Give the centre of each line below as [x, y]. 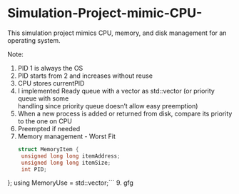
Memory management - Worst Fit [67, 136]
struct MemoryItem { [48, 149]
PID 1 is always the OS [50, 68]
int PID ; [34, 169]
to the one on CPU [45, 121]
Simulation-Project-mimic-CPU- [105, 13]
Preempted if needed [49, 128]
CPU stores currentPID [51, 83]
